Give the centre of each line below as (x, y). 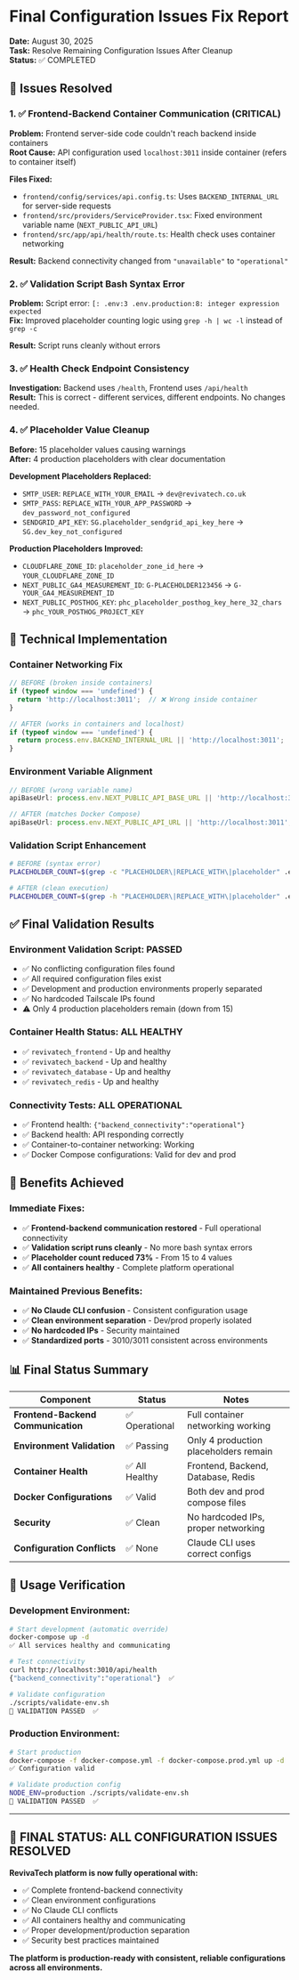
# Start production (45, 1752)
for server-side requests (67, 206)
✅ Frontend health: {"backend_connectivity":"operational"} (133, 1124)
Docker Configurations (63, 1497)
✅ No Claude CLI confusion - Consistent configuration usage (135, 1311)
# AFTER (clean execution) (59, 889)
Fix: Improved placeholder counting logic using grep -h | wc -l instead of (146, 320)
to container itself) (43, 161)
